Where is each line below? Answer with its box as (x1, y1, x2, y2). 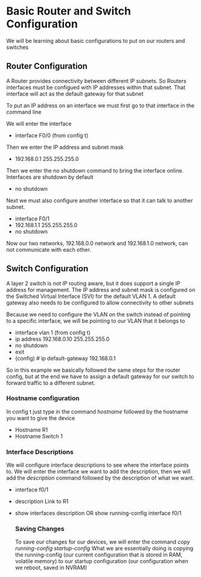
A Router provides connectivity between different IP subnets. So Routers (6, 77, 187, 84)
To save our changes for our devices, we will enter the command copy (14, 538, 190, 546)
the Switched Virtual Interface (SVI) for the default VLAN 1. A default (6, 292, 176, 300)
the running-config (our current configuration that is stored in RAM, (14, 551, 183, 558)
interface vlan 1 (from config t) (14, 329, 91, 336)
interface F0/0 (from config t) (14, 131, 89, 139)
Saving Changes (14, 525, 65, 533)
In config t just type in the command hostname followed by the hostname (6, 407, 188, 415)
